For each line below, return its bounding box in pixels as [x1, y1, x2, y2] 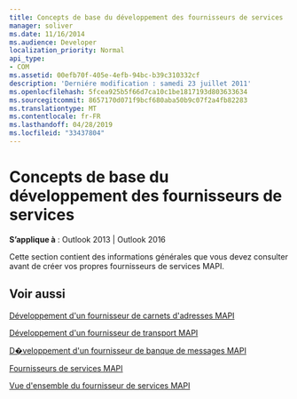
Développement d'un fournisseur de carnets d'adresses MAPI [9, 310, 235, 321]
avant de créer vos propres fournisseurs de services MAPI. [9, 260, 224, 271]
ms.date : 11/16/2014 [9, 29, 86, 38]
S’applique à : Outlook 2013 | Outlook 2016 [9, 234, 167, 244]
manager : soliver [9, 21, 74, 30]
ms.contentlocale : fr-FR [9, 112, 101, 121]
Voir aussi [9, 286, 66, 302]
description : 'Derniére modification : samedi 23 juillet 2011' [9, 79, 252, 88]
